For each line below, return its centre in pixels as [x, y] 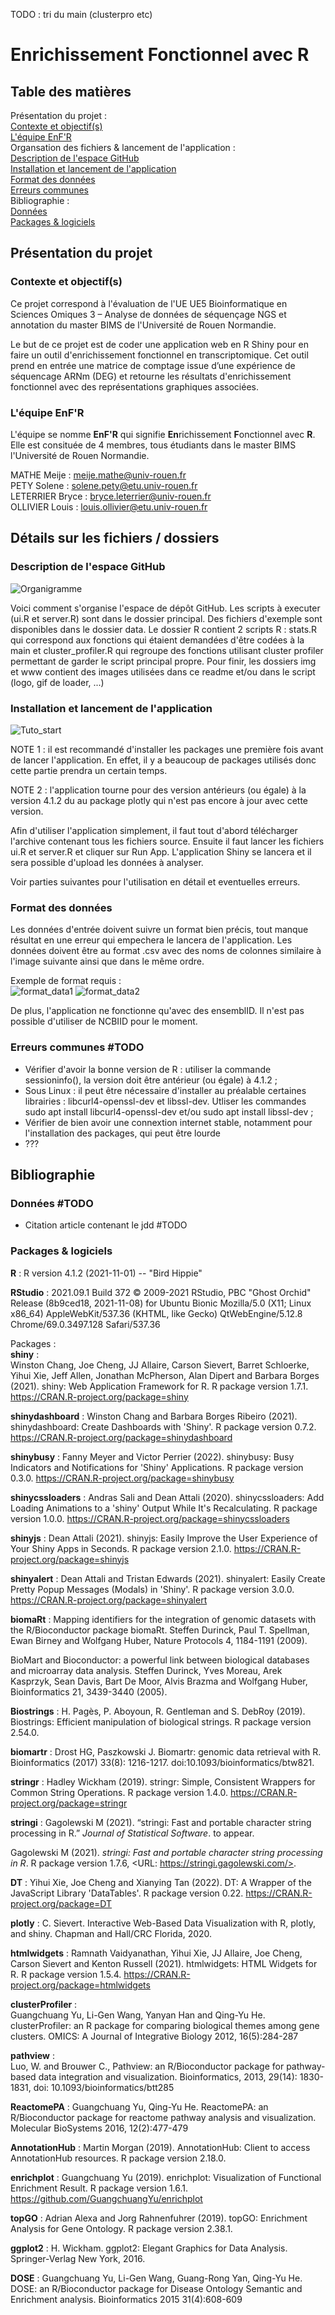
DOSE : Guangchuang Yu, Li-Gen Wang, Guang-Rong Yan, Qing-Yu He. [156, 2278]
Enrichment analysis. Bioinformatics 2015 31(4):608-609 [126, 2299]
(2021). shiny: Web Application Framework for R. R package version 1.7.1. [159, 1386]
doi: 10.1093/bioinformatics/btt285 [104, 2087]
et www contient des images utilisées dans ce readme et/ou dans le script [163, 671]
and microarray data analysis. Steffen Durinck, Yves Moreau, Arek [146, 1670]
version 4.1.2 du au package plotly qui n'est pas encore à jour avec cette [159, 800]
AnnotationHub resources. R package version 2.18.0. [118, 2158]
